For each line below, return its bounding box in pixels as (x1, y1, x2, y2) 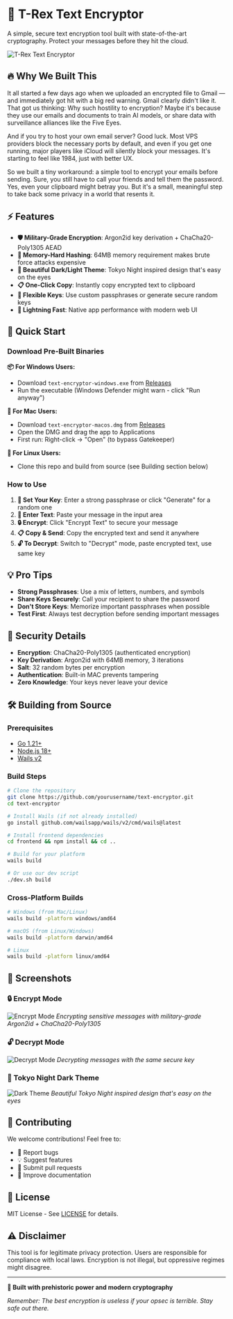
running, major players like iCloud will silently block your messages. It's (7, 146, 211, 155)
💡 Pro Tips (7, 569, 53, 580)
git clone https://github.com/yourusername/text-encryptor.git (7, 793, 194, 801)
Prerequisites (7, 723, 53, 733)
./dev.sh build (7, 876, 51, 883)
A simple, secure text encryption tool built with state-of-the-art (7, 29, 187, 38)
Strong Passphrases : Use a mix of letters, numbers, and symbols (17, 587, 205, 596)
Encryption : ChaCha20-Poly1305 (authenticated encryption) (17, 649, 191, 657)
